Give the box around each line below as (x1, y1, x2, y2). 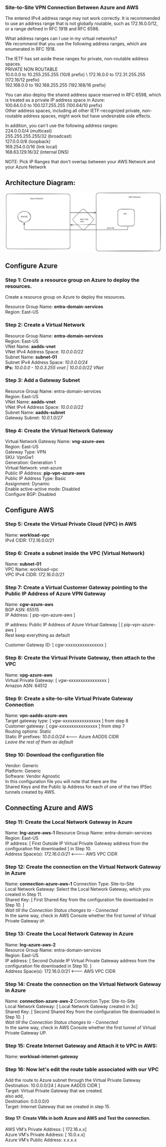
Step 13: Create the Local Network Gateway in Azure (5, 930, 134, 937)
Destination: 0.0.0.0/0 (5, 1098, 50, 1104)
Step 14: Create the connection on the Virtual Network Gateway (5, 980, 162, 987)
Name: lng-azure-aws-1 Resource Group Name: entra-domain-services (5, 829, 152, 835)
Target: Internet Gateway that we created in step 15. (5, 1104, 111, 1110)
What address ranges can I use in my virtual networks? (5, 35, 117, 41)
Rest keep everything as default (5, 632, 70, 638)
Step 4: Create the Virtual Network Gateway (5, 427, 113, 434)
